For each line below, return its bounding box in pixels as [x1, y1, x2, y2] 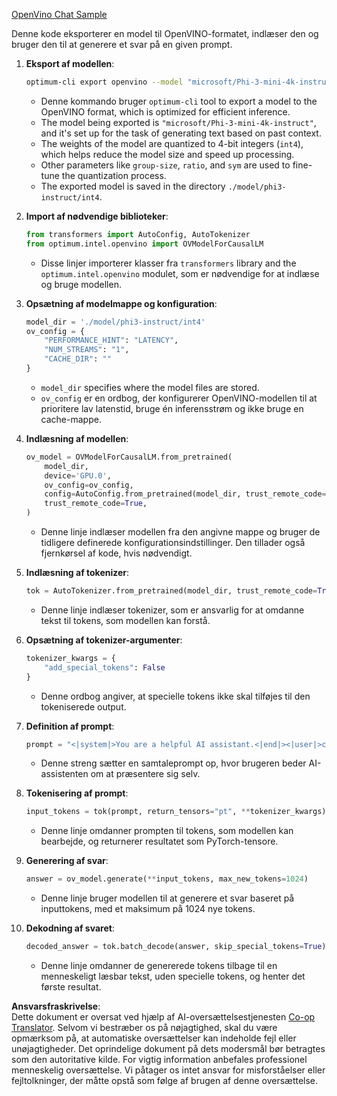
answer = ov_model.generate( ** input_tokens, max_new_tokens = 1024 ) [25, 874, 309, 884]
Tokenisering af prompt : [25, 787, 129, 799]
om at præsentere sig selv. [90, 768, 201, 780]
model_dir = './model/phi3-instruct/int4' [25, 317, 206, 327]
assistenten [40, 768, 89, 780]
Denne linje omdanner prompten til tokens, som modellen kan [40, 825, 294, 837]
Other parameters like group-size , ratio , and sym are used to [40, 159, 291, 171]
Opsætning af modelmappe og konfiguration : [25, 297, 218, 309]
